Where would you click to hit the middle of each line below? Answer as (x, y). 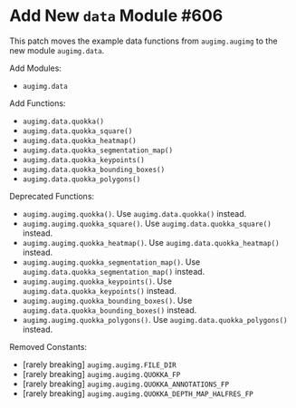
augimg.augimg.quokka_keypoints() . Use (97, 281)
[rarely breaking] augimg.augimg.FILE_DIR (99, 364)
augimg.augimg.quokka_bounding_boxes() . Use (107, 300)
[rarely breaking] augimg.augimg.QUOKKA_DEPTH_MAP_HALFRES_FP (138, 393)
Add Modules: (35, 68)
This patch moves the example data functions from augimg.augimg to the (143, 41)
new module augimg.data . (57, 50)
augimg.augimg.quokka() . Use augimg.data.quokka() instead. (134, 213)
